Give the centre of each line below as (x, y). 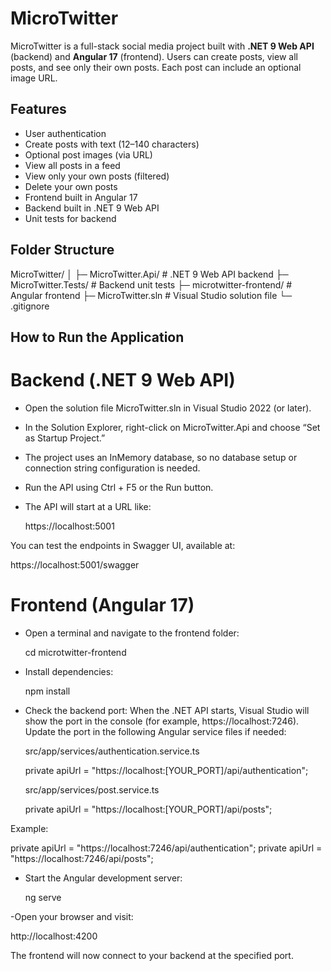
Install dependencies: (69, 671)
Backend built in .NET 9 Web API (92, 208)
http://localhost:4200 (54, 936)
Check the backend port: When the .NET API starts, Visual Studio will (167, 710)
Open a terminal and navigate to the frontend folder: (132, 633)
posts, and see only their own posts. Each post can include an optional (156, 67)
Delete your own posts (71, 186)
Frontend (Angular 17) (102, 605)
